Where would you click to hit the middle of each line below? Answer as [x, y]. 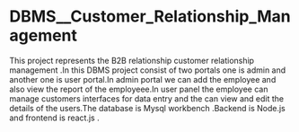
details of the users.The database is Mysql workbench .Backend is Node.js [147, 108]
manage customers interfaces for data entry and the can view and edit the [147, 98]
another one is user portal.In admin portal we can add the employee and [143, 79]
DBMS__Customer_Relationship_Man [150, 17]
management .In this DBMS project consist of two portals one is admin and [148, 70]
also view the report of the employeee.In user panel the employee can [139, 89]
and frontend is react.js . [55, 118]
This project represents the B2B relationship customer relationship [132, 60]
